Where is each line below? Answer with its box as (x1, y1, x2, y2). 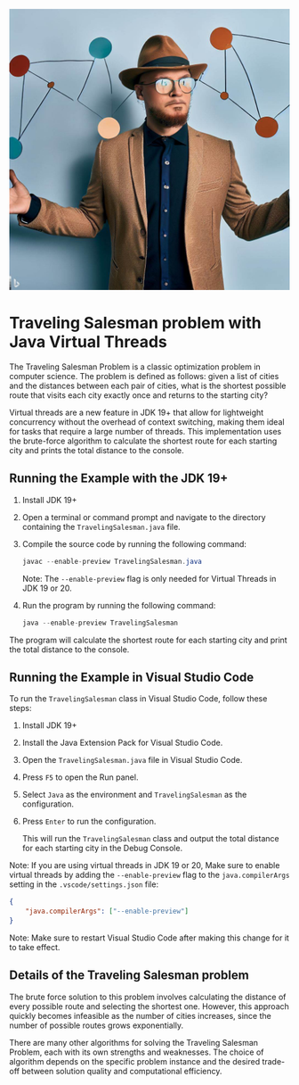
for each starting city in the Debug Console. (21, 843, 183, 854)
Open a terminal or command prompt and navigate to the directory (21, 511, 266, 522)
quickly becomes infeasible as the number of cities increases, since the (9, 1010, 271, 1021)
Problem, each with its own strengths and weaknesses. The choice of (9, 1047, 264, 1057)
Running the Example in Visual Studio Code (9, 669, 255, 684)
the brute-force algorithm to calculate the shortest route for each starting (9, 435, 278, 446)
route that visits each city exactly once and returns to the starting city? (9, 389, 269, 401)
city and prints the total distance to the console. (9, 444, 184, 455)
